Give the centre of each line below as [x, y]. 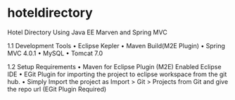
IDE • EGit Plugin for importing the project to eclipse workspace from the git [117, 74]
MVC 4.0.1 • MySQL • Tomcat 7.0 [55, 53]
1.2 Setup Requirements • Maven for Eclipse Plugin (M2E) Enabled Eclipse [114, 66]
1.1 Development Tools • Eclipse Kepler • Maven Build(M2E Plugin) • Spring [116, 45]
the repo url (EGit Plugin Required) [57, 89]
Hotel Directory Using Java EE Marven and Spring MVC [87, 32]
